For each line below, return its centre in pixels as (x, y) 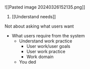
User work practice (46, 52)
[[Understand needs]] (34, 17)
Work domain (40, 57)
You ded (28, 62)
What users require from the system (48, 36)
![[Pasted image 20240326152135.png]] (45, 7)
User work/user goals (48, 46)
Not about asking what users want (39, 26)
